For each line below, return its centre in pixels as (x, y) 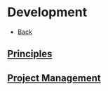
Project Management (54, 78)
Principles (30, 54)
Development (47, 12)
